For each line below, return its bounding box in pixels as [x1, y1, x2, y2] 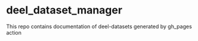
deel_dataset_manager [6, 4, 123, 17]
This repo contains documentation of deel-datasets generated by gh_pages [6, 23, 192, 30]
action [6, 29, 22, 36]
